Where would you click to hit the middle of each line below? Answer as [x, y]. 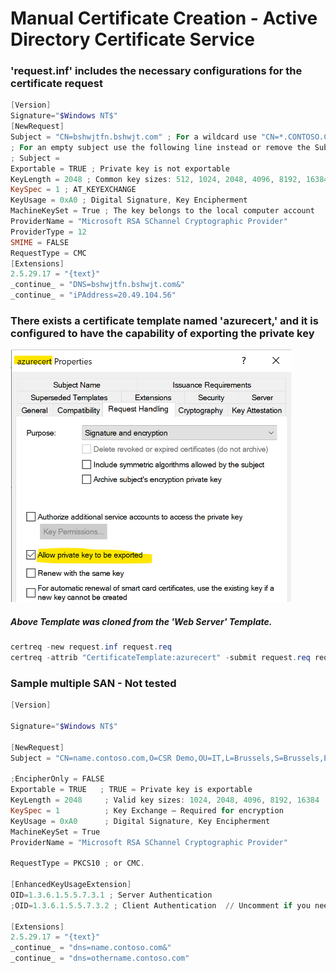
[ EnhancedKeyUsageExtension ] [71, 885]
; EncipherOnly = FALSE [57, 779]
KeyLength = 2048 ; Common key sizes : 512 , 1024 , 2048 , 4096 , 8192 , [156, 179]
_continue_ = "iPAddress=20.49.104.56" [93, 295]
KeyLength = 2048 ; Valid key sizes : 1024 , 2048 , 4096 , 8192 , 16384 [165, 800]
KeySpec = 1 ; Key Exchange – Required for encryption [147, 810]
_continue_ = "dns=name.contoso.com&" [91, 948]
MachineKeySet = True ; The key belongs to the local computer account [162, 211]
